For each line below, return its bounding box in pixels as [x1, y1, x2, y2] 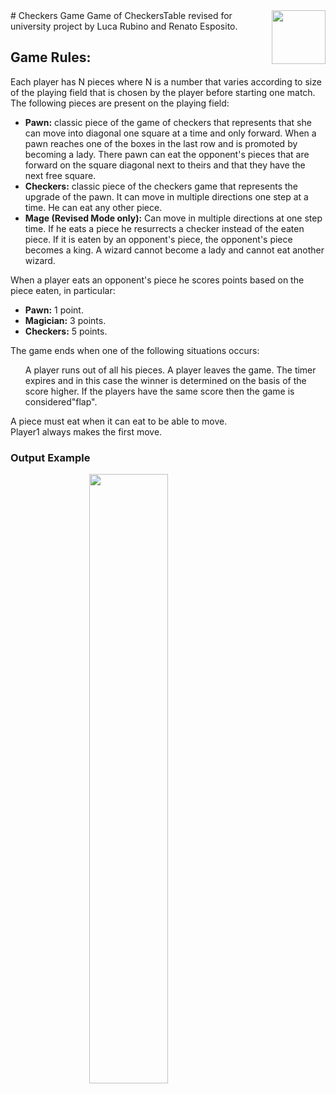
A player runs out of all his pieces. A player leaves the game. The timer [24, 364, 317, 376]
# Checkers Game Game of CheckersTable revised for [10, 10, 233, 21]
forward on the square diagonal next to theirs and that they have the [24, 159, 306, 171]
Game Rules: [10, 49, 92, 66]
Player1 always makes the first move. [10, 425, 163, 438]
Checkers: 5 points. [24, 325, 108, 337]
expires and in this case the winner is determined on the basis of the [24, 374, 307, 386]
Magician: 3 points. [24, 314, 107, 326]
